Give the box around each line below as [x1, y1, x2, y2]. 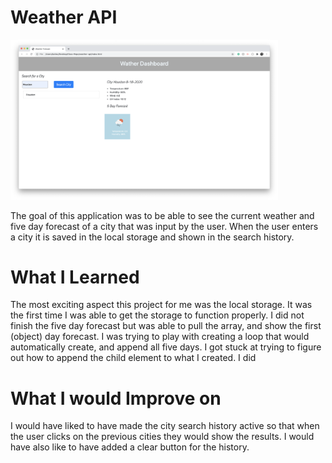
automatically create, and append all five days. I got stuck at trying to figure [10, 341, 322, 353]
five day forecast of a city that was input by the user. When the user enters [10, 220, 319, 232]
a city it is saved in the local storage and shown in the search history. [10, 231, 295, 243]
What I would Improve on [10, 387, 222, 410]
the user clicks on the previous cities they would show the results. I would [10, 431, 315, 443]
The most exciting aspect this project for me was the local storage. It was [10, 299, 313, 311]
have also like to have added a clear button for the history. [10, 441, 250, 453]
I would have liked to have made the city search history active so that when [10, 420, 320, 432]
